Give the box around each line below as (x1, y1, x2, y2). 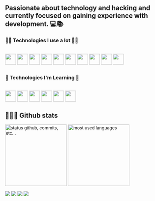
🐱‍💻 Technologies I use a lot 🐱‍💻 (5, 37, 79, 44)
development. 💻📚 (5, 20, 64, 29)
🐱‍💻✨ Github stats (5, 111, 58, 119)
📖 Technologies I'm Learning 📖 (5, 74, 80, 81)
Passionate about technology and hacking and (5, 4, 151, 12)
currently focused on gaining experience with (5, 12, 149, 20)
